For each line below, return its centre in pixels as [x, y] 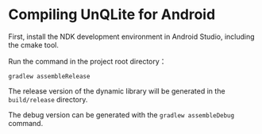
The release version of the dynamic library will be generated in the [117, 91]
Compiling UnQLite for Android [112, 15]
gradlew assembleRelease [49, 76]
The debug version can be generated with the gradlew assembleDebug [121, 115]
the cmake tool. [34, 44]
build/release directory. [48, 99]
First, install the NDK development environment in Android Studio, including [132, 36]
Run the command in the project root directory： [87, 61]
